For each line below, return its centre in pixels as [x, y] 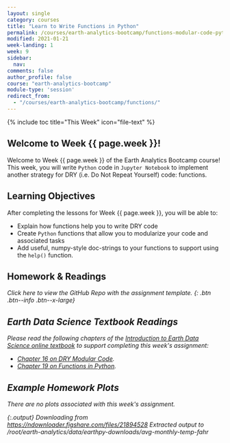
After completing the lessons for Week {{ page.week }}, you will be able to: [112, 212]
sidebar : [20, 58]
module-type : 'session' [41, 90]
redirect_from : [29, 97]
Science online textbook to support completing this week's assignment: [108, 346]
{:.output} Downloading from [48, 417]
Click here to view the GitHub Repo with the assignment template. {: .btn [109, 293]
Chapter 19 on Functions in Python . [66, 366]
